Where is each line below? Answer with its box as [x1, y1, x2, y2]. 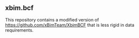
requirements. [5, 27, 34, 33]
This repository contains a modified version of [5, 17, 99, 22]
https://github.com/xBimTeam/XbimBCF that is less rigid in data [5, 22, 135, 28]
